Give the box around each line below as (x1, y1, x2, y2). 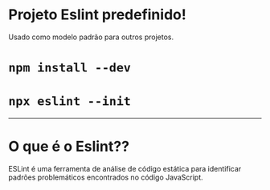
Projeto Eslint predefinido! (8, 6, 186, 24)
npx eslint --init (8, 94, 131, 109)
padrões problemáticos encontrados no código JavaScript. (8, 172, 203, 182)
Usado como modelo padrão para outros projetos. (8, 32, 174, 42)
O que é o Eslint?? (8, 138, 130, 156)
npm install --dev (8, 60, 131, 75)
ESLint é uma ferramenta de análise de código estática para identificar (8, 164, 242, 173)
